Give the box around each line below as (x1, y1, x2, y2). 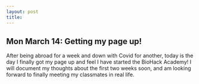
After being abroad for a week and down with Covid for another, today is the (6, 52, 194, 60)
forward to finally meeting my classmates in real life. (6, 71, 134, 78)
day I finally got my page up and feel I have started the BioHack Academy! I (6, 58, 192, 66)
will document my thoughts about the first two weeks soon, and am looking (6, 65, 191, 72)
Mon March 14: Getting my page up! (6, 36, 142, 46)
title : (6, 14, 23, 20)
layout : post (6, 8, 39, 15)
